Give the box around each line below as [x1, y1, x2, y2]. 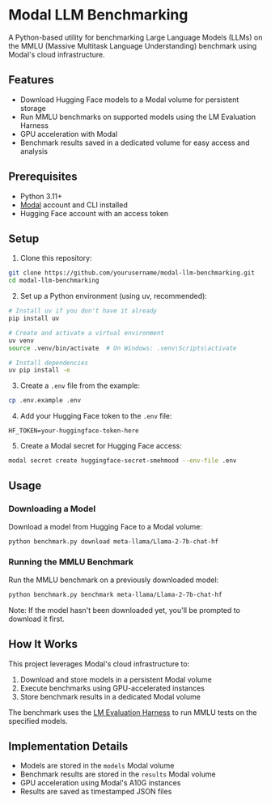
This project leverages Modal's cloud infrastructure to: [8, 658, 190, 669]
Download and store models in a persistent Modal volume [19, 674, 213, 684]
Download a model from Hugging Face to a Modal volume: [8, 521, 203, 531]
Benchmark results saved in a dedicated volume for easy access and [19, 138, 250, 147]
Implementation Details [8, 739, 129, 753]
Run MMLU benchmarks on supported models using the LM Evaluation [19, 112, 256, 121]
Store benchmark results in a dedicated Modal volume [19, 691, 201, 701]
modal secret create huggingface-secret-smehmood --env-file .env [8, 457, 237, 465]
